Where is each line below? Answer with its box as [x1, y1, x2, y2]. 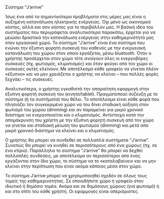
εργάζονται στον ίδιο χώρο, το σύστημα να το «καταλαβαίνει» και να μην [5, 158, 156, 164]
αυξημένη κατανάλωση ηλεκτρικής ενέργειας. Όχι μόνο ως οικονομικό [5, 19, 151, 25]
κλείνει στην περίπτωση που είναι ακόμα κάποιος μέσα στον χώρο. [5, 163, 142, 169]
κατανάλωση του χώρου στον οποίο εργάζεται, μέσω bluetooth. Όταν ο [5, 50, 152, 56]
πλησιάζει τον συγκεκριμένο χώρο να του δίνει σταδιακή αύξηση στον [5, 102, 149, 107]
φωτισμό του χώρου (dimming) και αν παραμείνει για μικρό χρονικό [5, 107, 143, 113]
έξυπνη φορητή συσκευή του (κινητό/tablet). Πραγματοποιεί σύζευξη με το [5, 91, 158, 97]
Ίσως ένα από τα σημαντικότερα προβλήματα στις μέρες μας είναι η [5, 14, 146, 19]
